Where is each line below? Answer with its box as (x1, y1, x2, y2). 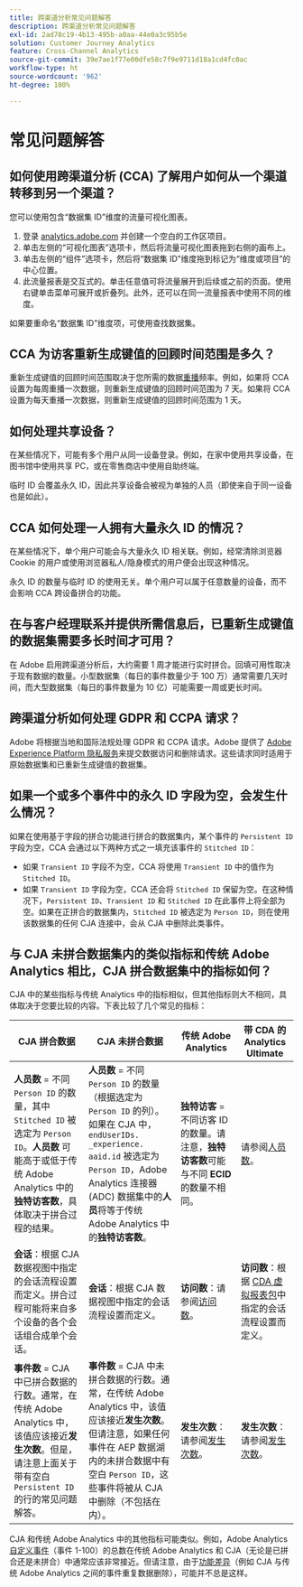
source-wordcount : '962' (9, 72, 103, 81)
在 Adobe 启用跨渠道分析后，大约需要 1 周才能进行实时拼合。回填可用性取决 (9, 658, 291, 669)
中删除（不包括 (88, 1496, 152, 1508)
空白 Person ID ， (88, 1469, 161, 1481)
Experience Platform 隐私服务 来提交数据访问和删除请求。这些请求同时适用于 (9, 747, 293, 759)
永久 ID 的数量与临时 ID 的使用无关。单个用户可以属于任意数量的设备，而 (9, 576, 280, 587)
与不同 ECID (179, 1168, 232, 1181)
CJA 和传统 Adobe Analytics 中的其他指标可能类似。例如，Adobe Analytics (9, 1534, 289, 1545)
